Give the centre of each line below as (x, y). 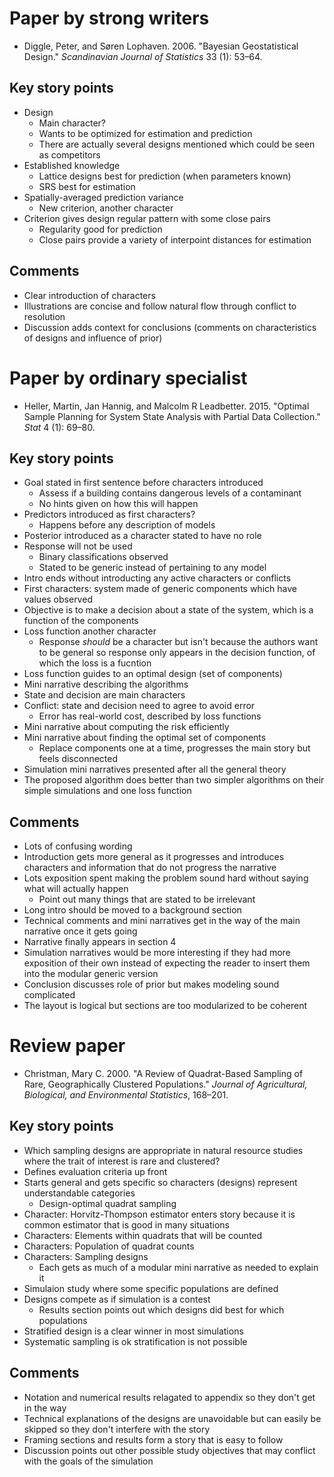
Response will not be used (78, 546)
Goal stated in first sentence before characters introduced (143, 483)
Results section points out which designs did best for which (161, 1309)
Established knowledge (72, 165)
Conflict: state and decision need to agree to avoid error (139, 706)
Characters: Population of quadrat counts (109, 1246)
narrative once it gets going (80, 931)
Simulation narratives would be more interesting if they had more (157, 953)
